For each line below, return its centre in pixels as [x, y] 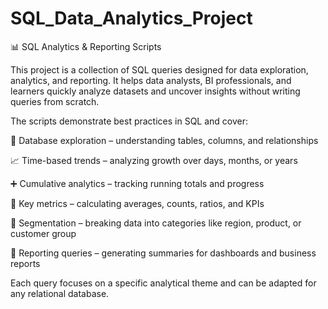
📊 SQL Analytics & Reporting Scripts [86, 46]
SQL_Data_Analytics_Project [131, 18]
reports [25, 263]
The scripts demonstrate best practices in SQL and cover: [129, 121]
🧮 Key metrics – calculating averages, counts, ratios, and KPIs [137, 203]
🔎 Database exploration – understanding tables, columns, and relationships [164, 140]
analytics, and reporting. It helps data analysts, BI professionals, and [151, 80]
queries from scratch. [55, 101]
